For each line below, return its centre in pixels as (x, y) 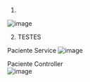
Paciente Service (32, 50)
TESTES (29, 37)
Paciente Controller (35, 64)
